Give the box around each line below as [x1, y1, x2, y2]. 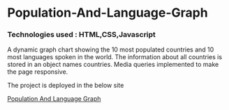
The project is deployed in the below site [7, 81, 124, 90]
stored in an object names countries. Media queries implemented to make [7, 61, 219, 69]
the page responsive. [7, 68, 68, 76]
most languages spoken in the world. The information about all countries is [7, 53, 222, 61]
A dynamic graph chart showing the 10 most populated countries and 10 [7, 45, 214, 54]
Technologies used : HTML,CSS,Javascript [7, 30, 156, 40]
